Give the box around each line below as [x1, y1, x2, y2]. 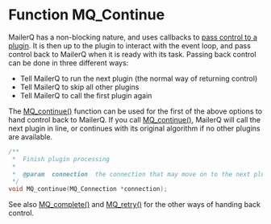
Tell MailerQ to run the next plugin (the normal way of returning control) [19, 73, 258, 83]
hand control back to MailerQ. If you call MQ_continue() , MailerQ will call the [8, 114, 261, 124]
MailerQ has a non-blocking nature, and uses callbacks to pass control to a [8, 32, 258, 42]
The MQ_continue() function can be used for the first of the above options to [8, 106, 263, 116]
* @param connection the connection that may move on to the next [11, 170, 251, 178]
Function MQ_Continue [8, 6, 165, 24]
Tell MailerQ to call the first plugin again [19, 90, 152, 100]
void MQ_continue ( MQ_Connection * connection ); [8, 185, 168, 193]
